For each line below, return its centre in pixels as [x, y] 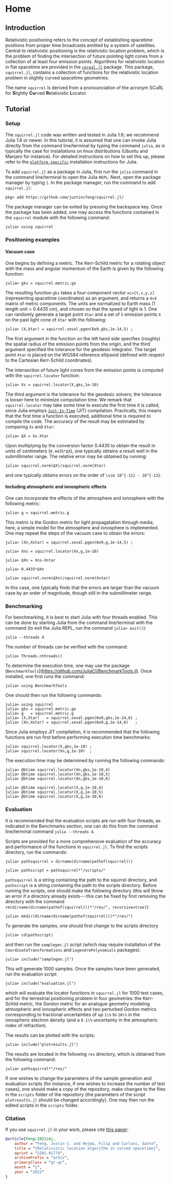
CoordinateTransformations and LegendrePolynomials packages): [73, 950]
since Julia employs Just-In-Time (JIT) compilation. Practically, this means [83, 410]
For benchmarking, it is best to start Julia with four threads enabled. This [81, 617]
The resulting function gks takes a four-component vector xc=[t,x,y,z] [80, 292]
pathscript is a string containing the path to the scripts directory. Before [81, 885]
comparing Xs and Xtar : [30, 426]
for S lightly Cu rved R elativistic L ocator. [46, 93]
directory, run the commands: [36, 852]
